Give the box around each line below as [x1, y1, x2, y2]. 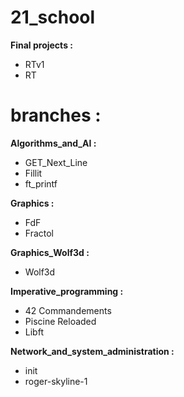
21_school [10, 6, 96, 29]
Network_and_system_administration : [10, 345, 175, 357]
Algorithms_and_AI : [10, 137, 97, 149]
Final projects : [10, 39, 73, 51]
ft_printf [24, 177, 58, 190]
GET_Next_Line [24, 156, 88, 168]
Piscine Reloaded [24, 315, 97, 327]
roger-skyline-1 [24, 375, 88, 387]
